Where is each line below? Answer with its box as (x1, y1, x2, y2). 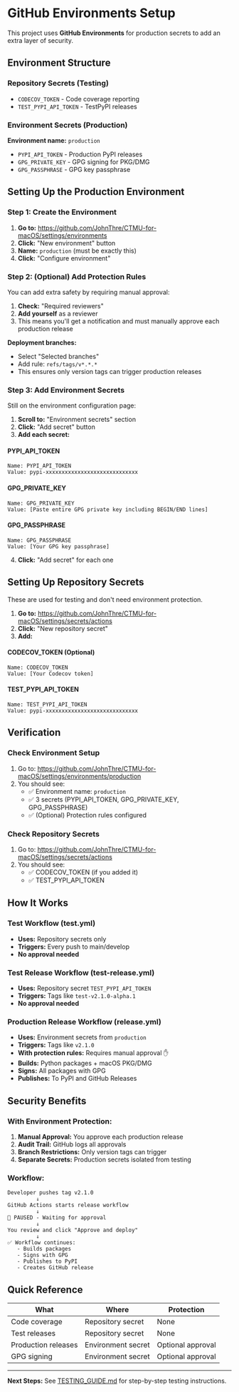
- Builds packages (16, 1246, 72, 1253)
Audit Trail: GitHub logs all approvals (17, 1140, 127, 1149)
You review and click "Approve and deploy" (7, 1226, 139, 1234)
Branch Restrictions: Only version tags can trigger (17, 1147, 167, 1156)
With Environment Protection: (7, 1116, 112, 1126)
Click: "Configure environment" (17, 253, 111, 262)
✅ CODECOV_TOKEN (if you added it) (28, 868, 139, 877)
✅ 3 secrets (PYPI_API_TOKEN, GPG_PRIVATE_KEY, (28, 795, 179, 804)
